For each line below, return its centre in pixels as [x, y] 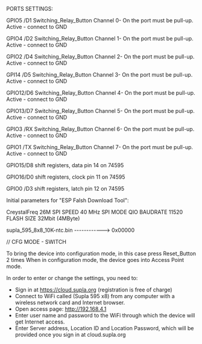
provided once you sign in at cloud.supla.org [70, 335]
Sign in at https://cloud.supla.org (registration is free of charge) [94, 290]
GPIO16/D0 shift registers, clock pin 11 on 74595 [66, 177]
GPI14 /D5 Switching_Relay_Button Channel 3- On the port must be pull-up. [99, 75]
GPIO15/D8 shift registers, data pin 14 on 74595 [65, 165]
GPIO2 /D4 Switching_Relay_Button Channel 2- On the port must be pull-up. [100, 56]
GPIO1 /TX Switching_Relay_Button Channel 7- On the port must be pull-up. [100, 147]
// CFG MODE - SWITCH [36, 242]
